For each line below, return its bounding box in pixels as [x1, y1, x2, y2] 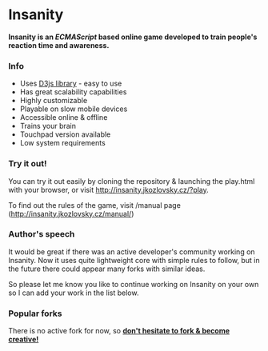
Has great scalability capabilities [19, 87, 127, 97]
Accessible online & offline [19, 113, 108, 122]
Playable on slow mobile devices [19, 104, 128, 114]
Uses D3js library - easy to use [19, 78, 122, 89]
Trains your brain [19, 122, 77, 131]
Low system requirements [19, 138, 106, 148]
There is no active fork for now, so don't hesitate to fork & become [8, 326, 230, 336]
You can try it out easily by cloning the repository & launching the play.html [8, 176, 255, 185]
